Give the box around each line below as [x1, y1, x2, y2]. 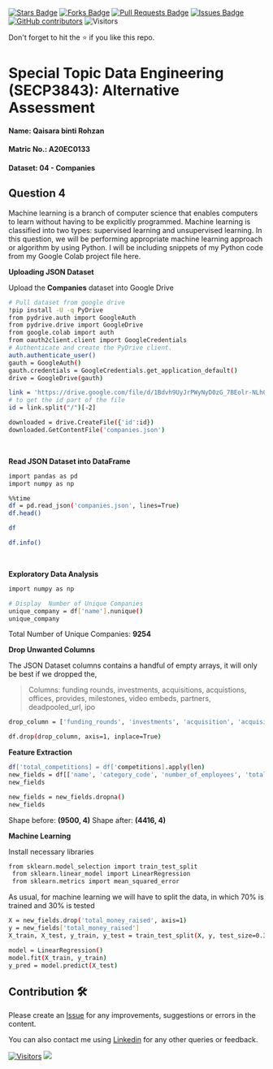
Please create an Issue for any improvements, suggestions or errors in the [8, 1011, 256, 1020]
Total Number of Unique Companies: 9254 [8, 630, 152, 639]
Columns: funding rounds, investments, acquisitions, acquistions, [28, 685, 247, 695]
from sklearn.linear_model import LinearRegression [11, 870, 191, 878]
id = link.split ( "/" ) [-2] [8, 404, 96, 412]
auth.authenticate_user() [8, 351, 96, 359]
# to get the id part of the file [8, 396, 126, 405]
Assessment [8, 98, 95, 117]
